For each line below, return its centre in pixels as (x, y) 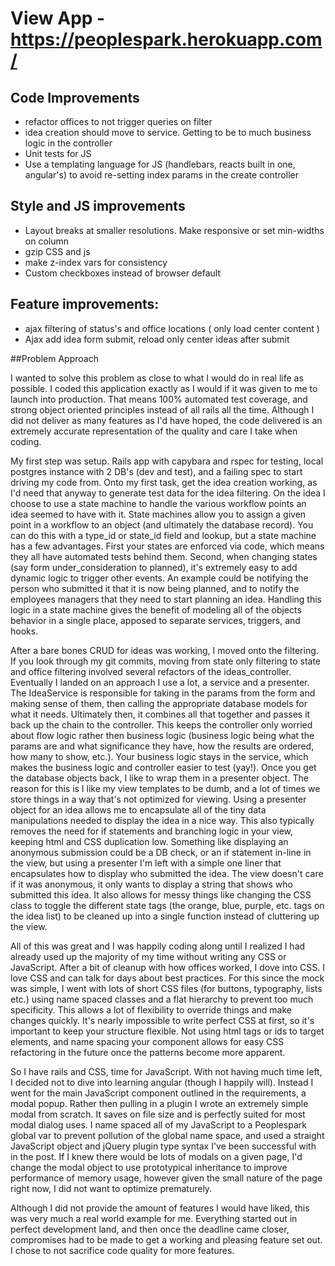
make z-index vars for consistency (96, 262)
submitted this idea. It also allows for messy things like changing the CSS (161, 894)
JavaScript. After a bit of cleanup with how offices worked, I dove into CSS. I (167, 967)
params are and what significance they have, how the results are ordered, (162, 746)
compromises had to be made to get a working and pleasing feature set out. (166, 1239)
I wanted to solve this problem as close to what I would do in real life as (157, 378)
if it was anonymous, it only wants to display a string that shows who (151, 884)
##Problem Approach (54, 358)
